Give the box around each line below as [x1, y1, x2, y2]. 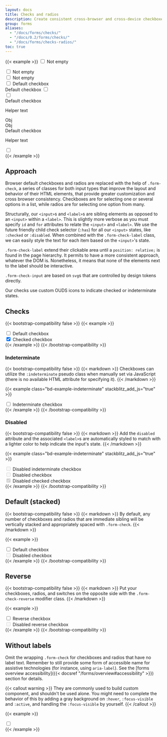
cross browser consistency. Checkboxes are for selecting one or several [5, 196, 153, 202]
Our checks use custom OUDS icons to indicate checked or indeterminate [5, 287, 157, 293]
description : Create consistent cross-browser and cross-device [5, 16, 141, 21]
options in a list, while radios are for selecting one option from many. [5, 201, 146, 207]
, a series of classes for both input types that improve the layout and [16, 185, 156, 191]
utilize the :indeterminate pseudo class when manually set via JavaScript [5, 371, 156, 377]
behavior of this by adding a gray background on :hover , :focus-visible [5, 696, 153, 702]
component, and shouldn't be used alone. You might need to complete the [5, 691, 158, 697]
